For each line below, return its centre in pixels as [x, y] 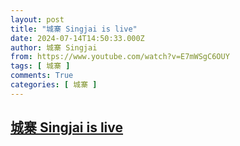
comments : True [42, 76]
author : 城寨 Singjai [54, 47]
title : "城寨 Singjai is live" [74, 29]
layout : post [37, 19]
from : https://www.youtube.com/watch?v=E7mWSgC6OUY [120, 57]
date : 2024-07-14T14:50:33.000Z [77, 38]
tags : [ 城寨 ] [40, 66]
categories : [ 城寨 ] [54, 85]
